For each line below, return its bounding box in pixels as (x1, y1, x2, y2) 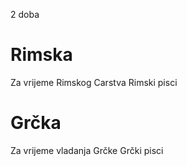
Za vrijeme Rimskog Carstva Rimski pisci (10, 76, 178, 88)
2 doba (10, 9, 40, 20)
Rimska (10, 44, 73, 66)
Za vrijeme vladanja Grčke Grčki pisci (10, 144, 164, 156)
